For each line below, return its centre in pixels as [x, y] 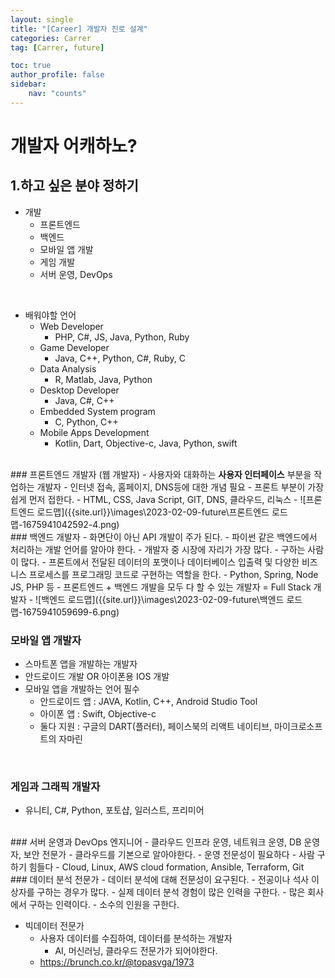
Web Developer [71, 326]
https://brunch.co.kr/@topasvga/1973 [117, 962]
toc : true [31, 66]
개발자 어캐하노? [74, 145]
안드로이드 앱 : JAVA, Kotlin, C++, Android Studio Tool [148, 702]
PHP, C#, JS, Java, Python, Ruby [122, 337]
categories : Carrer [51, 38]
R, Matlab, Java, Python [103, 379]
